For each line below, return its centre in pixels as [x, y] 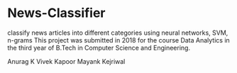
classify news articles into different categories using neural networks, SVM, [118, 33]
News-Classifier [56, 13]
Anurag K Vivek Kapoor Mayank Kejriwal [66, 61]
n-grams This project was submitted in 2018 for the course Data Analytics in [119, 40]
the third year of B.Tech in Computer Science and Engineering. [99, 47]
